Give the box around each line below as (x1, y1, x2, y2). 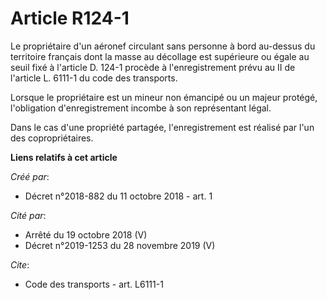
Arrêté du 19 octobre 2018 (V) (24, 228, 148, 241)
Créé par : (10, 170, 50, 182)
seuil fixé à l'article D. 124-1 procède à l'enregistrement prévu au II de (10, 61, 296, 73)
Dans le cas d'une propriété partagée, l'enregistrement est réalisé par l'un (10, 121, 315, 133)
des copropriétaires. (10, 132, 94, 144)
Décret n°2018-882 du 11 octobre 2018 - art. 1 (24, 190, 213, 202)
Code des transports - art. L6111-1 (24, 278, 164, 290)
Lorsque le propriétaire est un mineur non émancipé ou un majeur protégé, (10, 91, 318, 103)
